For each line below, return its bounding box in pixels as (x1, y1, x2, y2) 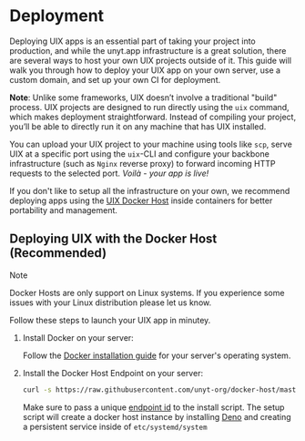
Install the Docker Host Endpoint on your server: (22, 367, 203, 378)
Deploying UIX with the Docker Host (9, 231, 218, 247)
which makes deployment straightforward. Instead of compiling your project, (9, 111, 297, 122)
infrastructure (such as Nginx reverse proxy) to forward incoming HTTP (9, 158, 276, 169)
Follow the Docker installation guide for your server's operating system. (22, 350, 291, 361)
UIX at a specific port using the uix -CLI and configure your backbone (9, 148, 270, 159)
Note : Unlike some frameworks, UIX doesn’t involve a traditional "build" (9, 92, 278, 103)
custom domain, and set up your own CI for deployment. (9, 74, 221, 85)
